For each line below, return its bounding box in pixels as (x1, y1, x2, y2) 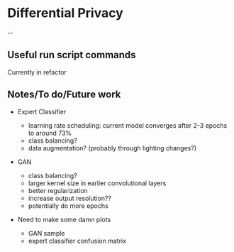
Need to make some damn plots (17, 215, 111, 224)
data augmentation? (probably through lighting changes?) (28, 143, 197, 152)
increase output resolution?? (28, 194, 112, 202)
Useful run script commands (7, 49, 136, 61)
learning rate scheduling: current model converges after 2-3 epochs (28, 121, 228, 129)
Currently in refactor (7, 67, 67, 76)
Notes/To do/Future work (7, 89, 121, 101)
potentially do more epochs (28, 201, 108, 210)
